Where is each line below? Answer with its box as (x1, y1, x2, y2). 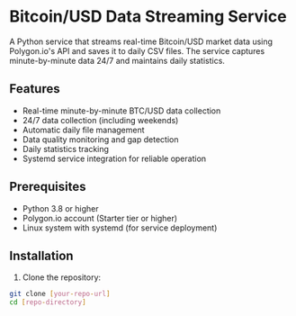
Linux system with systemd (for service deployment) (22, 222, 218, 233)
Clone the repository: (22, 272, 102, 283)
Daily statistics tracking (22, 143, 110, 154)
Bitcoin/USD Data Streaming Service (9, 6, 287, 27)
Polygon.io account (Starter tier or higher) (22, 212, 178, 223)
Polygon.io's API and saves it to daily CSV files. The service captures (9, 45, 265, 56)
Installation (9, 248, 74, 263)
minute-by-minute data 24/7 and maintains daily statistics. (9, 55, 225, 66)
